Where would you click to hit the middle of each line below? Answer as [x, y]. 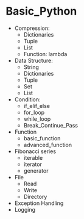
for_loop [34, 112]
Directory [35, 196]
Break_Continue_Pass [51, 125]
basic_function [42, 138]
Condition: [27, 99]
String [31, 67]
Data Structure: [33, 60]
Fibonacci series [35, 151]
